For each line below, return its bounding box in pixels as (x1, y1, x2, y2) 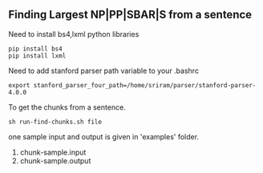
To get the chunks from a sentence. (8, 102, 126, 112)
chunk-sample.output (19, 155, 91, 165)
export (8, 81, 30, 89)
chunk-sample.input (19, 147, 87, 157)
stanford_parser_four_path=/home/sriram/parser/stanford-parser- (33, 81, 257, 89)
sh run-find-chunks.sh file (8, 118, 103, 126)
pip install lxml (8, 51, 67, 60)
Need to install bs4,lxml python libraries (8, 29, 140, 38)
